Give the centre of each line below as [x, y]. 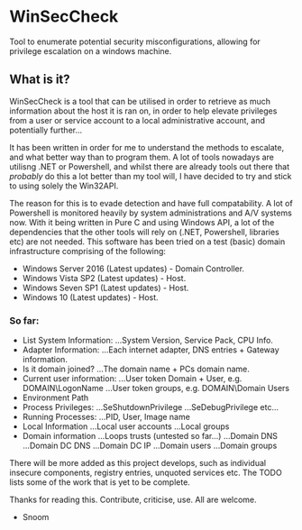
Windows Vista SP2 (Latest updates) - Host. [104, 278]
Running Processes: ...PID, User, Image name [106, 417]
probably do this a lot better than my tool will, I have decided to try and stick [151, 176]
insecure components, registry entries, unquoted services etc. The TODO [146, 473]
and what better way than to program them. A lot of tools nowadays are [142, 157]
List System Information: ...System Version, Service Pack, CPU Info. [147, 341]
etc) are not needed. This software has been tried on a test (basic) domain [147, 242]
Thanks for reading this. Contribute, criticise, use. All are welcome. [133, 500]
